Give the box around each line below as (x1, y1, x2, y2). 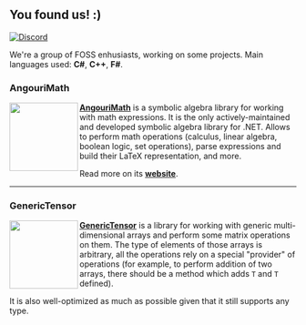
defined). (79, 278, 114, 289)
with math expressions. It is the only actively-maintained (79, 112, 291, 123)
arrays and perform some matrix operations (127, 229, 291, 240)
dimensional (79, 229, 126, 240)
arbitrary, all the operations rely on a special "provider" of (79, 249, 296, 260)
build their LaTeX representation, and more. (79, 150, 242, 162)
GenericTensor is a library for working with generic (79, 220, 272, 231)
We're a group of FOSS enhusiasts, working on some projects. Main (9, 49, 264, 60)
